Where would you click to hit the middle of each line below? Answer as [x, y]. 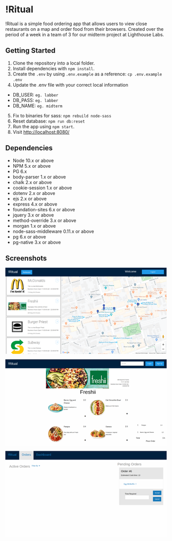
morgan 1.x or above [34, 226]
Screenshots [26, 258]
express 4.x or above [35, 204]
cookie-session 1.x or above [42, 188]
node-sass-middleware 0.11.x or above [53, 231]
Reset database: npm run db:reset [49, 121]
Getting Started [30, 51]
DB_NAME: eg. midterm [37, 106]
